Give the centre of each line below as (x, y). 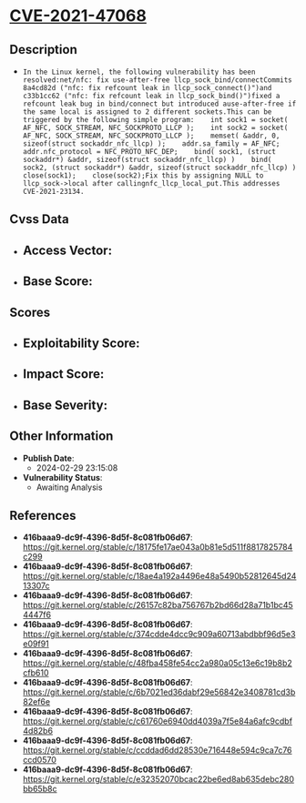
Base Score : (57, 282)
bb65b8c (40, 789)
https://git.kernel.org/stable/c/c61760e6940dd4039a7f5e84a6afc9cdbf (158, 721)
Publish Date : (48, 458)
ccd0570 (40, 760)
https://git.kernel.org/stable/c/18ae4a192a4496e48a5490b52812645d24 (159, 576)
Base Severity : (65, 405)
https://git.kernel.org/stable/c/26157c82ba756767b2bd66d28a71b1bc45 (158, 605)
